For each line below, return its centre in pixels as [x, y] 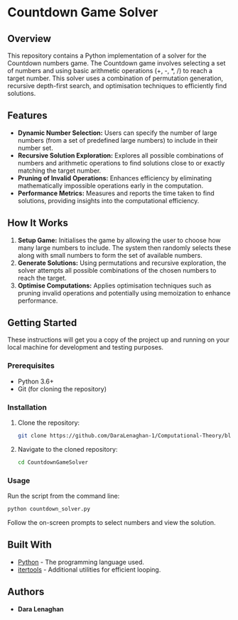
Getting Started [42, 323]
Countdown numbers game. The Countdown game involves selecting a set [117, 63]
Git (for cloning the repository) [62, 388]
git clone [32, 436]
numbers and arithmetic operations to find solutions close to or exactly [121, 163]
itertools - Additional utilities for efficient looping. [89, 570]
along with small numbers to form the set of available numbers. [110, 255]
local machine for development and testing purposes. [86, 347]
